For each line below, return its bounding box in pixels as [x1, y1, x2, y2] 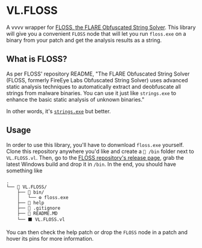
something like [6, 167, 43, 174]
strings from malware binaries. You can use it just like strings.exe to [6, 89, 177, 97]
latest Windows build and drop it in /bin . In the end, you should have [6, 160, 177, 168]
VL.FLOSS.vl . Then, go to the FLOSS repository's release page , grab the [6, 154, 184, 161]
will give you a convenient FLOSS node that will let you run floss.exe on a [6, 30, 186, 37]
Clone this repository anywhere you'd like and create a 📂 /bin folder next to [6, 148, 194, 155]
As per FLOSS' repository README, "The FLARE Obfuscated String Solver [6, 70, 190, 77]
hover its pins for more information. [6, 235, 94, 242]
